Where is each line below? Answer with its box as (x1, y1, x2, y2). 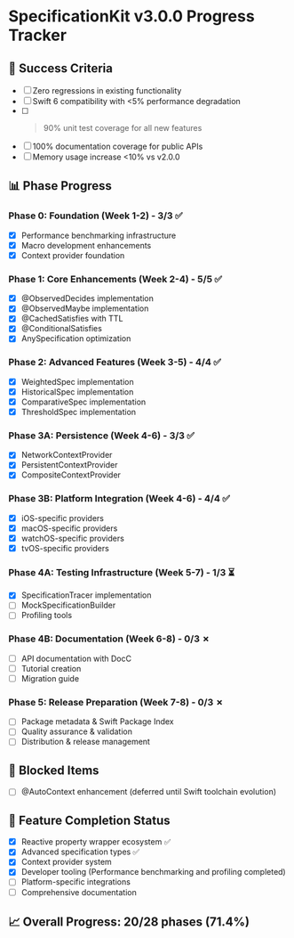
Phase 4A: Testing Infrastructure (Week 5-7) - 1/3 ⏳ (8, 566, 235, 578)
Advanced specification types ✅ (20, 846, 139, 857)
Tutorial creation (20, 663, 82, 673)
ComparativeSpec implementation (20, 396, 147, 407)
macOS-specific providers (20, 523, 118, 534)
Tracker (8, 25, 68, 45)
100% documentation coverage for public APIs (32, 141, 203, 151)
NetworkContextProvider (20, 450, 113, 461)
